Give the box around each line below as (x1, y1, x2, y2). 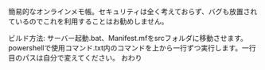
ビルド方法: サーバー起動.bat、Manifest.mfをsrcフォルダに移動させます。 (8, 34, 248, 42)
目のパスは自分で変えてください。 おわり (8, 53, 142, 62)
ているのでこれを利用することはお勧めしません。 (8, 17, 169, 26)
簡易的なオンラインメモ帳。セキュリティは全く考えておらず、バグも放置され (8, 7, 258, 16)
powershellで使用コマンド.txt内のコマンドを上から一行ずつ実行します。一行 (8, 43, 256, 53)
